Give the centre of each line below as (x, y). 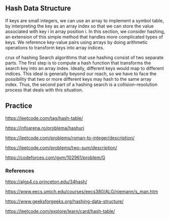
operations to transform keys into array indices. (55, 47)
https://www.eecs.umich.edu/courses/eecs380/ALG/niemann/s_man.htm (82, 191)
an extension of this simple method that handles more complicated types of (84, 37)
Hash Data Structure (38, 8)
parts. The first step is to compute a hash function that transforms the (78, 62)
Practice (19, 106)
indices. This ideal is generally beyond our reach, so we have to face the (81, 74)
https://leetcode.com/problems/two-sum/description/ (61, 147)
